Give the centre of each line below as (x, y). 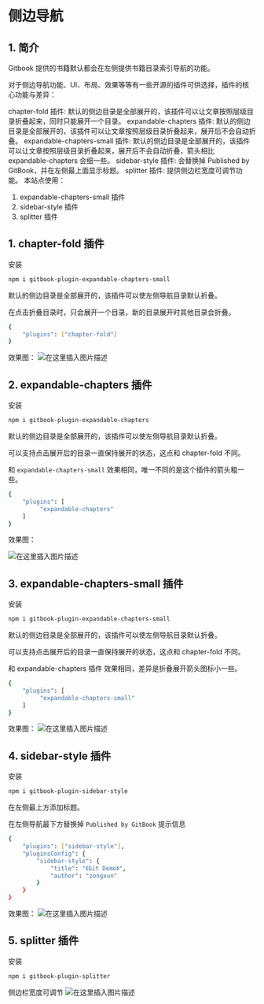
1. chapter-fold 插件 (56, 244)
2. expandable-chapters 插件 (80, 385)
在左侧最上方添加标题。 (46, 807)
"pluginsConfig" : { (54, 854)
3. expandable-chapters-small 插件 (96, 584)
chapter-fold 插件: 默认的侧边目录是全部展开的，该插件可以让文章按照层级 (128, 111)
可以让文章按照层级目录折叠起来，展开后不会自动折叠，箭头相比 (111, 151)
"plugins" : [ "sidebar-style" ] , (73, 847)
